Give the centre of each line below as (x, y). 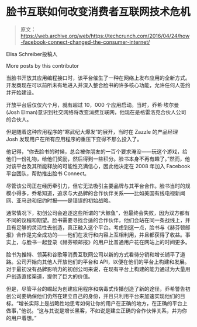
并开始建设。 (21, 92)
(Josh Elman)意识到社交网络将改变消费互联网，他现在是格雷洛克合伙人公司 (96, 112)
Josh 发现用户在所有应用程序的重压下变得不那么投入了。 (74, 139)
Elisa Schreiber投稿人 (32, 54)
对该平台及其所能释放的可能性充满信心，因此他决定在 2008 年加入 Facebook (98, 166)
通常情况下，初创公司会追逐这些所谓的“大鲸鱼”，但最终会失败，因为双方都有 (98, 213)
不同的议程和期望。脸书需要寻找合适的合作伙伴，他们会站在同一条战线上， (96, 220)
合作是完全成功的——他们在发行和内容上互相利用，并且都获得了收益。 (101, 235)
